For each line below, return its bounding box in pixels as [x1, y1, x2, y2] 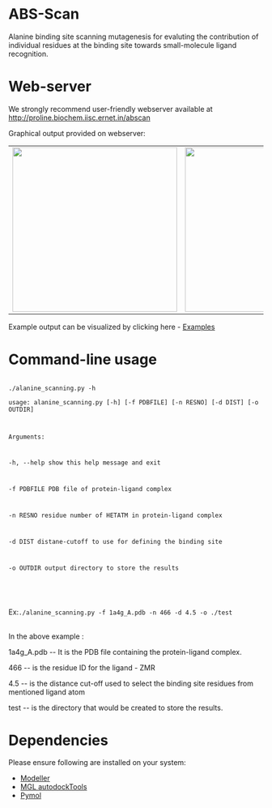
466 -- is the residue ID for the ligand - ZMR [8, 662, 155, 673]
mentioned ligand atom [8, 686, 85, 697]
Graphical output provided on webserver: [8, 128, 146, 138]
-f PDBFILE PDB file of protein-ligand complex [8, 485, 172, 494]
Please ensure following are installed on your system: [8, 758, 186, 767]
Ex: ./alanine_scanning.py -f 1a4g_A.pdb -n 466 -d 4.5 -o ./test [8, 607, 233, 617]
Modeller [19, 773, 50, 783]
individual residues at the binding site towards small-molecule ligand [8, 40, 237, 49]
